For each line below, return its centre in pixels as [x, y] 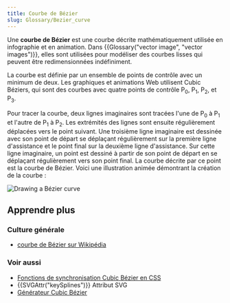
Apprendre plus [41, 210]
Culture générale [36, 230]
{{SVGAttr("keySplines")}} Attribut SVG [72, 285]
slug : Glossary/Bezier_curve [49, 20]
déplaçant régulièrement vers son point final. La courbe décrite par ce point [114, 160]
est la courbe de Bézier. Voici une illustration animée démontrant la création [114, 168]
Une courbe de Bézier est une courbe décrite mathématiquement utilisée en [115, 39]
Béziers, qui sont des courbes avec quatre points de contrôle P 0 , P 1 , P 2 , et [112, 90]
